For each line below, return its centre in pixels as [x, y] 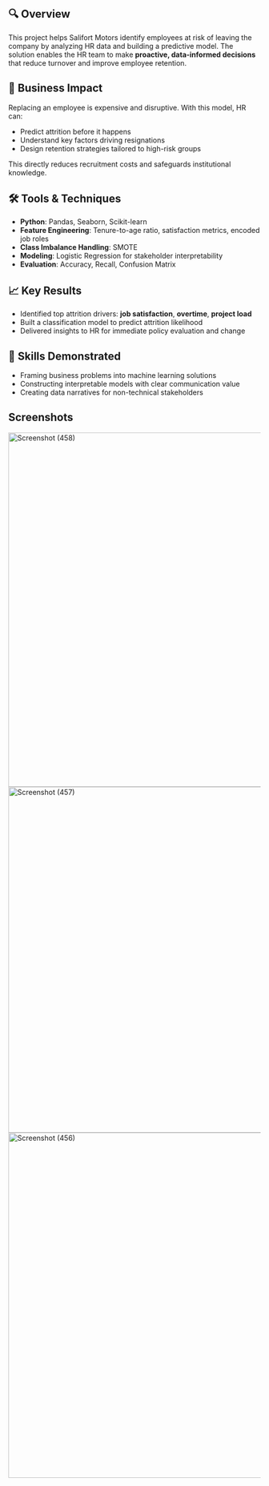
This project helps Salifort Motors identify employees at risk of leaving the [130, 37]
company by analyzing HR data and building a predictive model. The [121, 46]
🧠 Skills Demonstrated [65, 356]
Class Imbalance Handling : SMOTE [79, 247]
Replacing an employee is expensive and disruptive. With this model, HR [127, 107]
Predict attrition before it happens [75, 131]
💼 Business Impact [55, 88]
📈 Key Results [45, 290]
